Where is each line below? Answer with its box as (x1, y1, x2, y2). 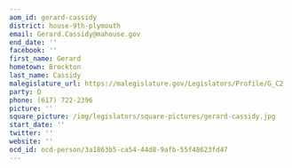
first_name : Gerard (9, 54, 82, 63)
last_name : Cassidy (9, 71, 82, 80)
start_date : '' (9, 121, 66, 130)
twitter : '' (9, 129, 53, 138)
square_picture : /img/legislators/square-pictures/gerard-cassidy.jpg (9, 112, 276, 121)
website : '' (9, 137, 53, 146)
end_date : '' (9, 37, 58, 47)
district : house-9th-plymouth (9, 21, 122, 30)
